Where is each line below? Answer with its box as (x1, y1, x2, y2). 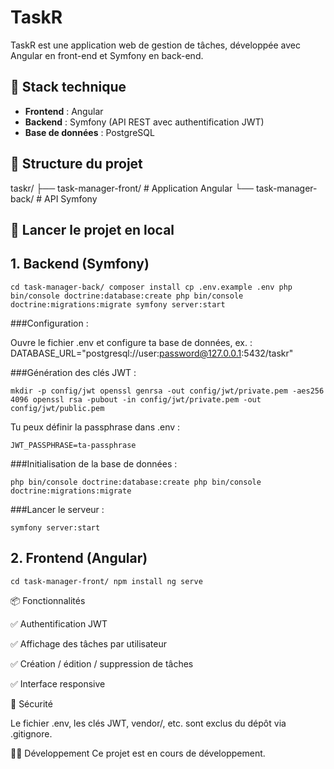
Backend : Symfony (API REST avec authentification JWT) (24, 116, 265, 128)
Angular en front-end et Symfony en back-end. (10, 49, 204, 61)
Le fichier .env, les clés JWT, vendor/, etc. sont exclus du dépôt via (10, 717, 287, 729)
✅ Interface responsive (10, 677, 106, 690)
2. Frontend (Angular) (10, 550, 148, 567)
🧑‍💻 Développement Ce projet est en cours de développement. (10, 747, 266, 759)
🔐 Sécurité (10, 697, 53, 710)
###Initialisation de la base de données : (10, 457, 178, 470)
